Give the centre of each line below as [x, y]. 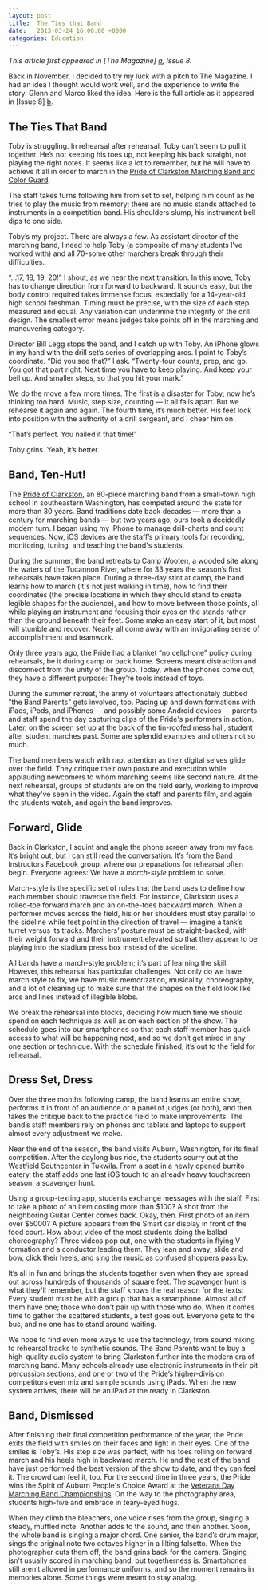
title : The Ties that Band [55, 23]
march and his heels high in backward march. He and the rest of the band [129, 1460]
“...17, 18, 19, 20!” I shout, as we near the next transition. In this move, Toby [130, 277]
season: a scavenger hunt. [52, 1182]
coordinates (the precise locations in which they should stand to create [125, 594]
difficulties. [27, 262]
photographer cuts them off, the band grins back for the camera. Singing [128, 1552]
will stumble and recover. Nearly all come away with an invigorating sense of [134, 628]
